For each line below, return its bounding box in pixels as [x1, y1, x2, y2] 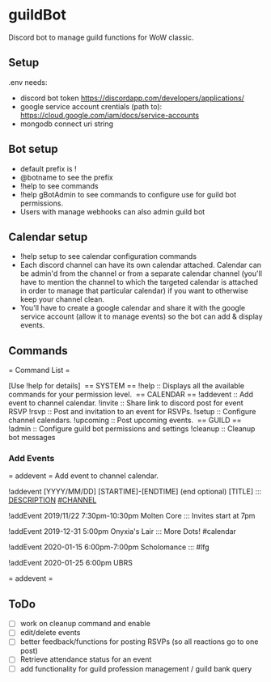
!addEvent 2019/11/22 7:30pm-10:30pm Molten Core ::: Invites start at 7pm [8, 511, 256, 521]
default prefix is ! [19, 163, 77, 173]
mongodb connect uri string [19, 119, 114, 129]
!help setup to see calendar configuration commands [19, 252, 197, 261]
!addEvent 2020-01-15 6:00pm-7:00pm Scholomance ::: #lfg [8, 542, 210, 552]
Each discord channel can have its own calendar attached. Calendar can [19, 261, 261, 270]
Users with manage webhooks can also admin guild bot [19, 206, 205, 216]
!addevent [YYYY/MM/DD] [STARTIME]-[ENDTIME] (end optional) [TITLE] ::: [8, 487, 262, 497]
